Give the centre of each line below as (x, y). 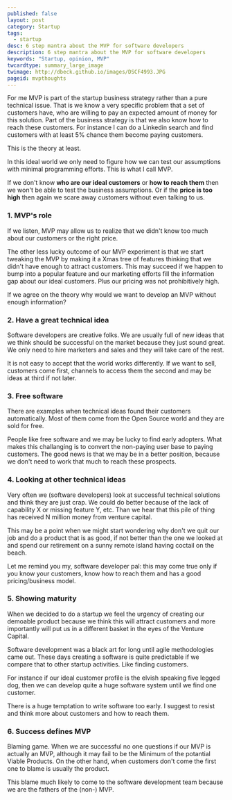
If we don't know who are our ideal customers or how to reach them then (113, 183)
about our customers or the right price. (63, 238)
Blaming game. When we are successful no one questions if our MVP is (109, 746)
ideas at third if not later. (42, 378)
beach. (17, 553)
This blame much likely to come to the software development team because (115, 782)
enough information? (37, 302)
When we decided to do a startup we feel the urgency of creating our (106, 614)
